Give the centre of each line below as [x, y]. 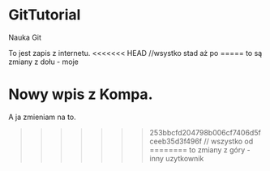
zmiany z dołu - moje [43, 62]
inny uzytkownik [177, 158]
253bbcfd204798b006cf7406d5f [205, 132]
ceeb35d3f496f [176, 141]
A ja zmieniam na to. [42, 117]
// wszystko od [229, 141]
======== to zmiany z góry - [200, 150]
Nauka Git [25, 37]
